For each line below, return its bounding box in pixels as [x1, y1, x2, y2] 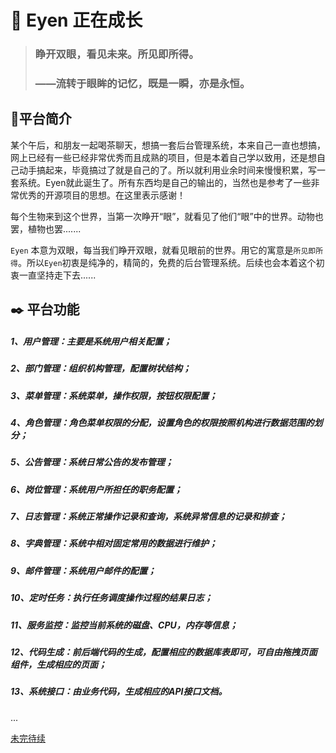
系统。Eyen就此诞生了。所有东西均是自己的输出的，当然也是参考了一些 [18, 176, 312, 188]
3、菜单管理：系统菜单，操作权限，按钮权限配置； [10, 389, 218, 401]
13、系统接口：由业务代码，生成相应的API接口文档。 [10, 686, 228, 698]
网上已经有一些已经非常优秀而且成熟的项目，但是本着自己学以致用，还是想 [10, 151, 317, 163]
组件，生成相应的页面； [10, 658, 107, 670]
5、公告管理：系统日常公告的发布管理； [10, 456, 174, 468]
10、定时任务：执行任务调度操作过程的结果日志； [10, 592, 213, 604]
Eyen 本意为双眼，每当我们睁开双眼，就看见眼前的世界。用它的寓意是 [10, 244, 294, 256]
